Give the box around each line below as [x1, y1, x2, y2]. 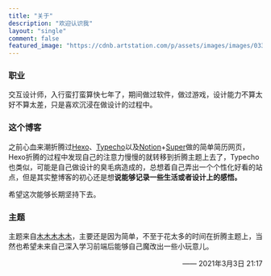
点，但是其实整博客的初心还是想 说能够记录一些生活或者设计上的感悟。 [8, 172, 242, 182]
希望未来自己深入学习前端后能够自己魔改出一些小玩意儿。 [22, 241, 214, 251]
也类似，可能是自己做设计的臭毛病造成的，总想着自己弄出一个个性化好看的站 [8, 162, 263, 172]
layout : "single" [8, 27, 67, 35]
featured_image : [8, 42, 63, 50]
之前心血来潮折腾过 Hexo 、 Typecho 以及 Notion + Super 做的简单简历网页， [8, 142, 250, 152]
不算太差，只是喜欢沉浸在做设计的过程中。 [15, 100, 157, 110]
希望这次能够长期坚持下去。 [8, 189, 101, 199]
